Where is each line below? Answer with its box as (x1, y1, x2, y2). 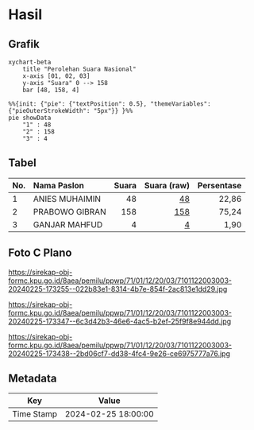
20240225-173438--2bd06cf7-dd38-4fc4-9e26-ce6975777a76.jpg (8, 348, 230, 358)
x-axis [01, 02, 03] (22, 72, 90, 80)
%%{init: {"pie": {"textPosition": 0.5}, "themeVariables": (8, 100, 212, 108)
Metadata (8, 372, 57, 385)
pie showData (8, 114, 52, 122)
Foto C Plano (8, 246, 72, 260)
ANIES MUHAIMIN (33, 193, 102, 204)
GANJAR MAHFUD (33, 219, 103, 230)
